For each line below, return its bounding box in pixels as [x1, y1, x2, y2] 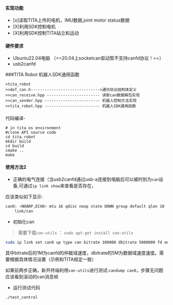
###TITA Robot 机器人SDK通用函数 [5, 71, 80, 78]
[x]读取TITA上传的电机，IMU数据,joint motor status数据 [12, 17, 130, 23]
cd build [5, 143, 24, 149]
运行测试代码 [12, 284, 40, 291]
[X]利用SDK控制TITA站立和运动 [12, 30, 79, 36]
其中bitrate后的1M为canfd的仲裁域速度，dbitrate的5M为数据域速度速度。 [5, 249, 160, 256]
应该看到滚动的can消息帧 [5, 273, 59, 280]
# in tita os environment [5, 125, 61, 131]
